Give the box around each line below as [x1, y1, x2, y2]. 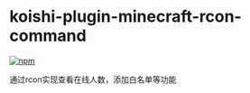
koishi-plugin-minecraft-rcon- [9, 6, 242, 27]
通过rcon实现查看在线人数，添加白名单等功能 [9, 74, 177, 85]
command [9, 25, 88, 46]
